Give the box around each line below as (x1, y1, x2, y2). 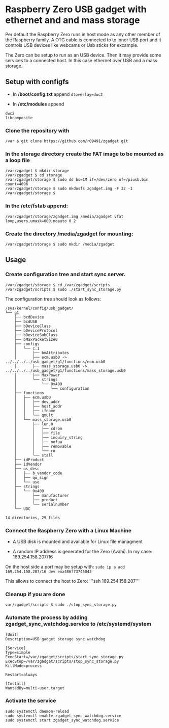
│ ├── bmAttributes (14, 350, 70, 355)
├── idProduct (14, 457, 44, 462)
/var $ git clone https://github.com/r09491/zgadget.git (5, 139, 128, 144)
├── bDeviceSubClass (14, 332, 58, 337)
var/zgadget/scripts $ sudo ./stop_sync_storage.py (5, 602, 117, 607)
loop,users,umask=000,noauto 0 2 (5, 218, 76, 224)
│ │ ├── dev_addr (14, 399, 60, 405)
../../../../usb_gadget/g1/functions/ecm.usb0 (5, 359, 106, 364)
